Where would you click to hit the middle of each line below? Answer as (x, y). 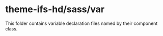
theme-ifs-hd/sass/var (55, 9)
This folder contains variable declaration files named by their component (81, 23)
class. (11, 28)
